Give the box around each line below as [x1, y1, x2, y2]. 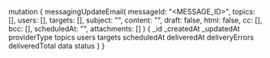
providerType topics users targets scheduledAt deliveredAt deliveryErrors [8, 32, 254, 42]
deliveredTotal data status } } [8, 41, 105, 51]
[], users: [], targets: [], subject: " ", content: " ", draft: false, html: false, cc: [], [8, 15, 263, 25]
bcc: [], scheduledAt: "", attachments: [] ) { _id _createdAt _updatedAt [8, 24, 241, 33]
